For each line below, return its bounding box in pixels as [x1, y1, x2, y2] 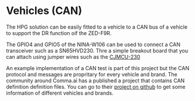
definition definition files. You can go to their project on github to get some [6, 83, 186, 90]
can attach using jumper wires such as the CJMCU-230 [6, 53, 141, 60]
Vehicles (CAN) [6, 4, 83, 18]
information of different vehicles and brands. [6, 89, 114, 96]
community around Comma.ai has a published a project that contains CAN [6, 77, 185, 84]
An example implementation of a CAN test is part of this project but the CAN [6, 64, 189, 71]
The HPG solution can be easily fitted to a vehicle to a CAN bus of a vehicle [6, 23, 188, 30]
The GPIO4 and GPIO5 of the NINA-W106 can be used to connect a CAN [6, 41, 180, 48]
